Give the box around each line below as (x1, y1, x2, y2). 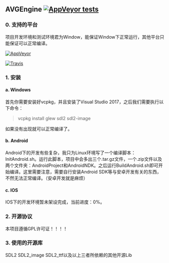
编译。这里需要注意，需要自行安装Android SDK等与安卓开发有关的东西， (9, 169, 162, 175)
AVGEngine (5, 5, 42, 14)
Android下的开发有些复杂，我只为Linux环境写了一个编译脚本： (5, 150, 136, 156)
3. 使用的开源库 (5, 240, 43, 247)
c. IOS (5, 187, 18, 193)
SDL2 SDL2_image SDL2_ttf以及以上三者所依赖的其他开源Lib (5, 252, 132, 258)
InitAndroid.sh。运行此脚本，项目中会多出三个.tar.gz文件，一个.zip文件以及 (5, 156, 162, 162)
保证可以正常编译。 (9, 40, 50, 46)
